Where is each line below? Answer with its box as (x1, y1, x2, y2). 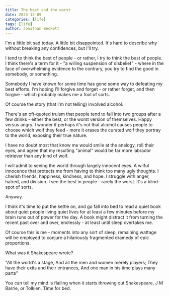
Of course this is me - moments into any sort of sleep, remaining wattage (5, 230, 157, 236)
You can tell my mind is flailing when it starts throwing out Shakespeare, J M (5, 280, 163, 286)
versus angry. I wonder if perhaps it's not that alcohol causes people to (5, 122, 153, 128)
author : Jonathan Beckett (5, 26, 59, 31)
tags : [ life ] (5, 21, 33, 27)
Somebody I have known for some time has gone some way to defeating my (5, 81, 163, 87)
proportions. (5, 240, 31, 246)
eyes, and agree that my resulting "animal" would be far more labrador (5, 147, 151, 154)
